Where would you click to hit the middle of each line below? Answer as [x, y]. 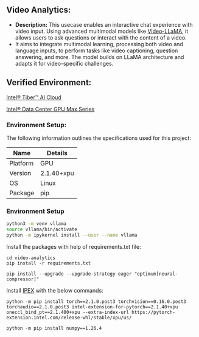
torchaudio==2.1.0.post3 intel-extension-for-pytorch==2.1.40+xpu [92, 307]
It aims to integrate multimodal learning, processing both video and [99, 44]
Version [20, 173]
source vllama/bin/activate [42, 230]
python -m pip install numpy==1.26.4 [54, 328]
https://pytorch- [153, 312]
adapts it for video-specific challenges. [64, 63]
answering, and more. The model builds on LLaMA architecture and [100, 57]
